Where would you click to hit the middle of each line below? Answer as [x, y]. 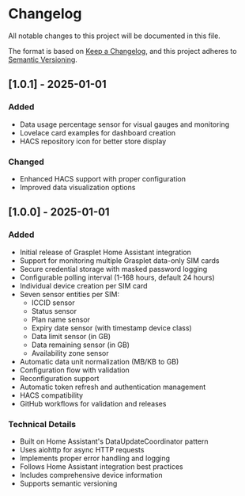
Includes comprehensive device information [91, 475]
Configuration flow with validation [75, 370]
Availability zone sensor [70, 353]
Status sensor [54, 311]
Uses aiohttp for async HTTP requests [82, 449]
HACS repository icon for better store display [93, 141]
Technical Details [42, 424]
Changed [26, 162]
